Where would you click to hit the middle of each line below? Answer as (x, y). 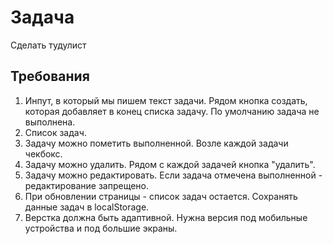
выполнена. (50, 122)
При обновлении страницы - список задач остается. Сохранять (161, 196)
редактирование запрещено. (87, 185)
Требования (50, 76)
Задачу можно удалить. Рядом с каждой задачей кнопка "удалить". (170, 164)
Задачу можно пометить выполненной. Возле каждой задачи (156, 143)
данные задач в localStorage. (87, 207)
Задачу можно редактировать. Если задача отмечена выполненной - (173, 175)
